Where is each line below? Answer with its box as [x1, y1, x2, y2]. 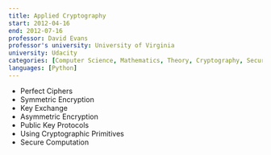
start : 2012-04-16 [8, 19, 70, 27]
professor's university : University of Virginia [8, 42, 175, 50]
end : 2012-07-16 [8, 27, 63, 35]
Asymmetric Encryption [19, 112, 98, 121]
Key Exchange [19, 103, 69, 112]
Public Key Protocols [19, 120, 90, 129]
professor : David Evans [8, 34, 89, 43]
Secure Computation [19, 137, 90, 147]
